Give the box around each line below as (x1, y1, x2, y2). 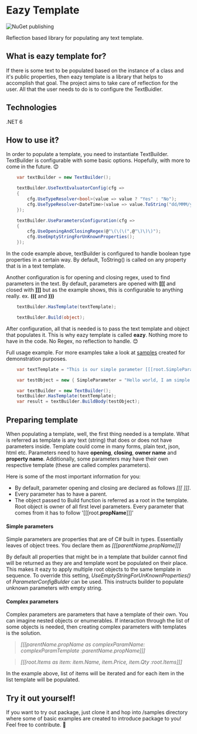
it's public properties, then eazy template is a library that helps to (6, 73, 163, 80)
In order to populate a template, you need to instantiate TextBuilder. (6, 151, 169, 158)
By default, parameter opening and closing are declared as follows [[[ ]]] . (14, 484, 191, 491)
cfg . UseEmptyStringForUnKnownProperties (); (27, 234, 135, 240)
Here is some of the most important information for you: (6, 473, 141, 480)
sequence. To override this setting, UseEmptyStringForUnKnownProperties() (6, 572, 191, 579)
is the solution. (6, 630, 42, 637)
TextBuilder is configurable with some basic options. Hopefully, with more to (6, 157, 191, 164)
